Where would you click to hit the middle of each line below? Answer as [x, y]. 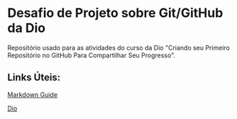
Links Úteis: [34, 78]
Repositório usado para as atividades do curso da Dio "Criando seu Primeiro [119, 47]
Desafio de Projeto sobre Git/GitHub [115, 13]
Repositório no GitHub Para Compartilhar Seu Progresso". [92, 55]
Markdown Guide [33, 94]
